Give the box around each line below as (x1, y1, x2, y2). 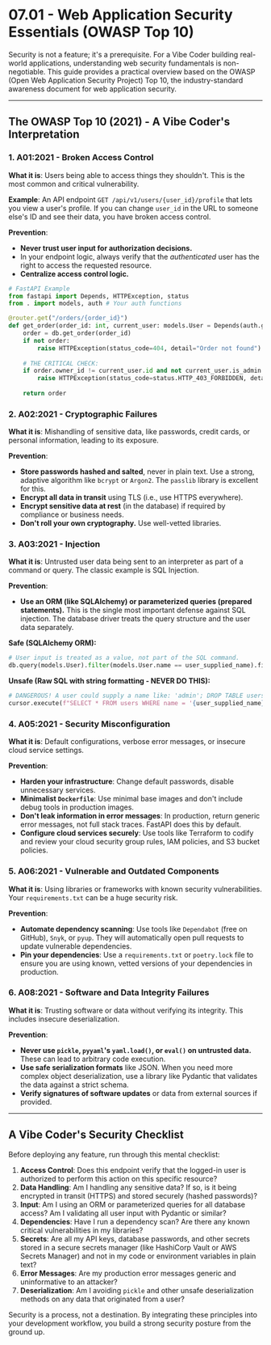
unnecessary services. (19, 785, 96, 795)
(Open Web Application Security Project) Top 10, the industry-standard (8, 75, 244, 85)
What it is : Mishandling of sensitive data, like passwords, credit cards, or (8, 427, 250, 437)
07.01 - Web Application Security (8, 6, 233, 24)
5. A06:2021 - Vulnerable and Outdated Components (8, 865, 219, 877)
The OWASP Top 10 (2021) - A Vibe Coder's (8, 115, 231, 129)
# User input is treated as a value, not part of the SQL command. (8, 653, 240, 662)
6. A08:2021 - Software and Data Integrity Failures (8, 987, 210, 998)
